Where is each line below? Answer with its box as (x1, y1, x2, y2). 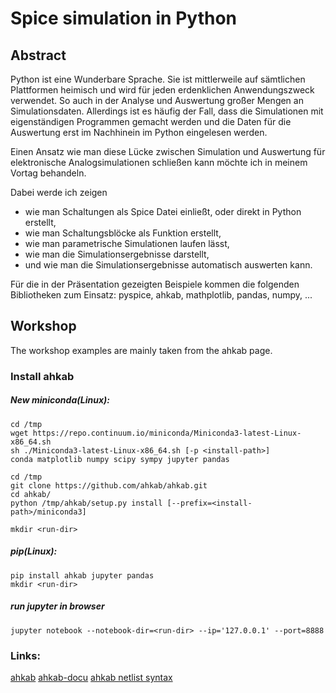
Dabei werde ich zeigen (10, 187, 108, 198)
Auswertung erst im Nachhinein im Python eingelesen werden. (10, 127, 268, 138)
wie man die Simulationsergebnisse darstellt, (24, 248, 210, 260)
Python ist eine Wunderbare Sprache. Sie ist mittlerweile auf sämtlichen (10, 73, 306, 85)
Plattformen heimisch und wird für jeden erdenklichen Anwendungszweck (10, 84, 315, 96)
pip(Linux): (10, 545, 58, 557)
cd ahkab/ (10, 489, 52, 499)
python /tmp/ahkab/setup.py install (10, 498, 163, 508)
